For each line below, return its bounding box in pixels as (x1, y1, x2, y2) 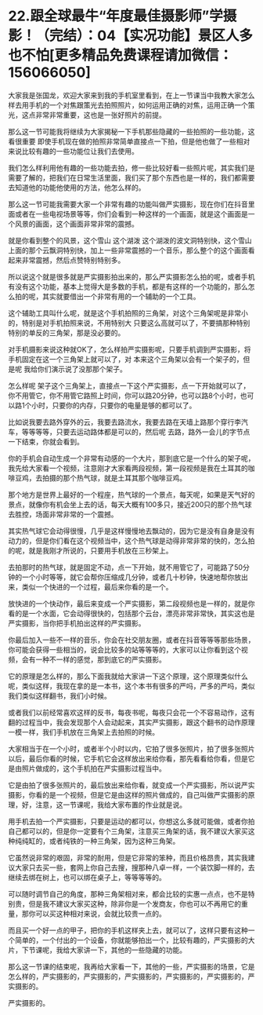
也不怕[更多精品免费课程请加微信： (8, 46, 233, 64)
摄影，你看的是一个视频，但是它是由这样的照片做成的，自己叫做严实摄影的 (8, 790, 248, 799)
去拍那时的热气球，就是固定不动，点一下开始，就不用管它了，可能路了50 (8, 562, 243, 571)
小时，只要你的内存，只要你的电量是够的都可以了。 (31, 400, 196, 410)
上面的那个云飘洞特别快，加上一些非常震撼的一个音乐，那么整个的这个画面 (8, 245, 248, 255)
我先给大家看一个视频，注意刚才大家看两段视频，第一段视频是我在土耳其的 (8, 463, 248, 473)
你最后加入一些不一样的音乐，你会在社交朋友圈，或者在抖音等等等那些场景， (8, 635, 255, 644)
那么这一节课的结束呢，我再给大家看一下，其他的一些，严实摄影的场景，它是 (8, 962, 255, 971)
